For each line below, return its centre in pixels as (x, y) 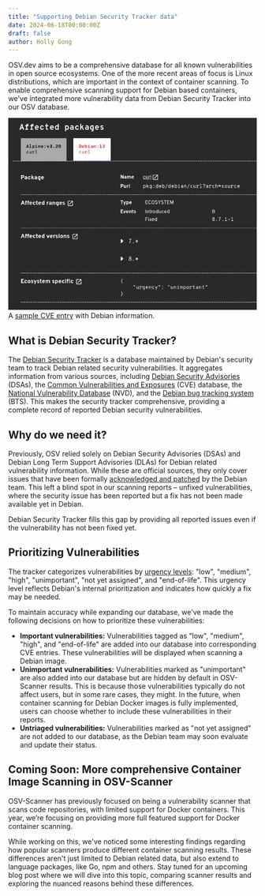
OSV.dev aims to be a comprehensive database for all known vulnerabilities (131, 65)
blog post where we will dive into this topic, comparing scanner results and (130, 875)
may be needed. (35, 597)
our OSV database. (39, 107)
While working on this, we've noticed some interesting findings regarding (127, 842)
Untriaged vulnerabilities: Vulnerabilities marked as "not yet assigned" (135, 728)
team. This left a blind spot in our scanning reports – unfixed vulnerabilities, (130, 487)
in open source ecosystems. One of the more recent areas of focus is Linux (131, 73)
